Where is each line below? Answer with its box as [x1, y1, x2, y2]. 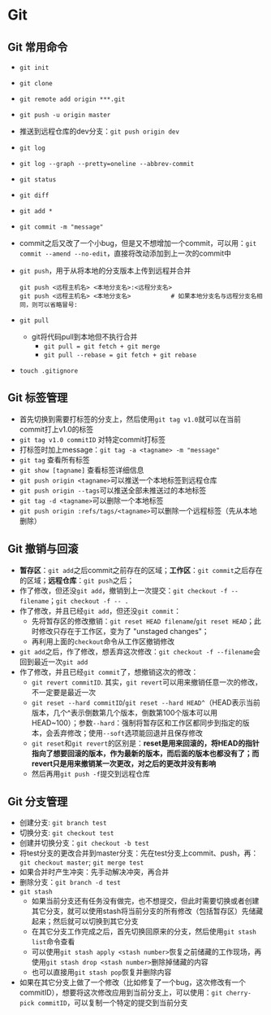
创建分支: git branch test [19, 818, 107, 828]
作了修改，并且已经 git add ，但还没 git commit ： [19, 606, 182, 615]
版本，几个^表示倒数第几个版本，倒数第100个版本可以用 [31, 707, 218, 717]
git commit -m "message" [19, 223, 104, 231]
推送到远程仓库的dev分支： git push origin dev [19, 126, 180, 136]
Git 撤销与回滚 [7, 542, 79, 556]
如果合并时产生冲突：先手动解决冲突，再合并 [19, 867, 170, 877]
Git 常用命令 [7, 40, 68, 54]
